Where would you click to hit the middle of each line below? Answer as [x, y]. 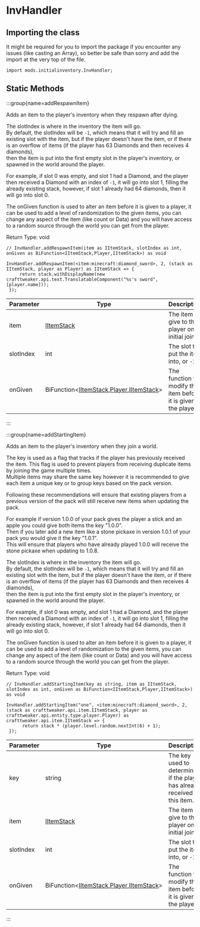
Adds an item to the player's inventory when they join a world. [82, 446]
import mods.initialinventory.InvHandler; [60, 70]
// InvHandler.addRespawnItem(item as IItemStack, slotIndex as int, [94, 248]
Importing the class [43, 33]
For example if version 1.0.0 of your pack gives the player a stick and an [94, 519]
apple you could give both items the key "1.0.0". [65, 525]
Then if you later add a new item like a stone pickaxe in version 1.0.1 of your [98, 532]
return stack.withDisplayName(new [62, 274]
